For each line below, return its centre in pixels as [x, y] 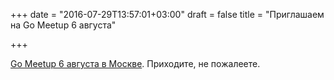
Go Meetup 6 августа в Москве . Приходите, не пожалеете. [135, 63]
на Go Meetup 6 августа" [63, 25]
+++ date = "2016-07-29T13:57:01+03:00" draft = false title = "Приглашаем [167, 14]
